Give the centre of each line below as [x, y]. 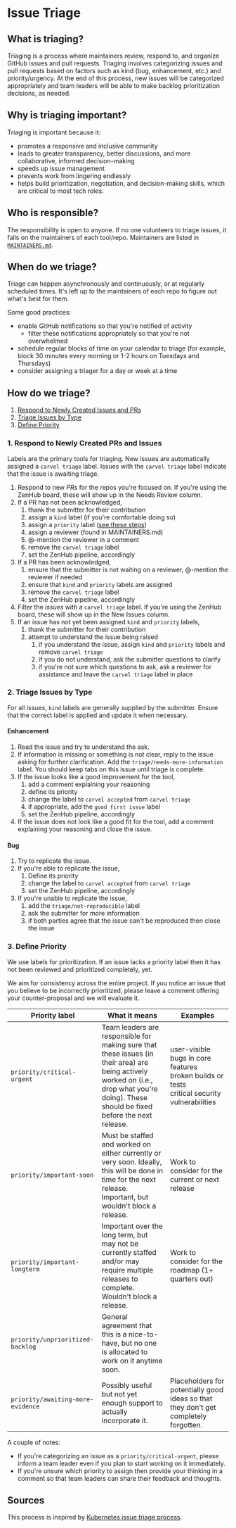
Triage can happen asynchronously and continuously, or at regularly [106, 284]
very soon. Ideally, [132, 1161]
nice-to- [144, 1334]
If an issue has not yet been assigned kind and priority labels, [109, 621]
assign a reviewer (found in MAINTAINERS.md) [96, 532]
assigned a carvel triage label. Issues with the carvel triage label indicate [117, 466]
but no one [139, 1343]
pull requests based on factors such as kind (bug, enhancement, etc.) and [114, 71]
